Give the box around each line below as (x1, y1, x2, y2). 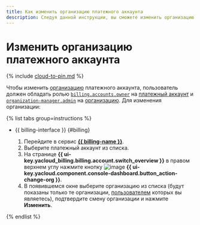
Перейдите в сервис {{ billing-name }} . (23, 138, 125, 145)
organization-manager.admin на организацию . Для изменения (6, 97, 162, 104)
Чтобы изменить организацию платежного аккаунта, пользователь (6, 84, 178, 92)
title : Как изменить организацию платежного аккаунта (6, 8, 144, 15)
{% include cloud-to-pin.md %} (6, 72, 84, 80)
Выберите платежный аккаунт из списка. (23, 144, 129, 151)
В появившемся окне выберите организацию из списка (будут (23, 183, 184, 190)
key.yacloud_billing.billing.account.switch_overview (23, 157, 159, 165)
